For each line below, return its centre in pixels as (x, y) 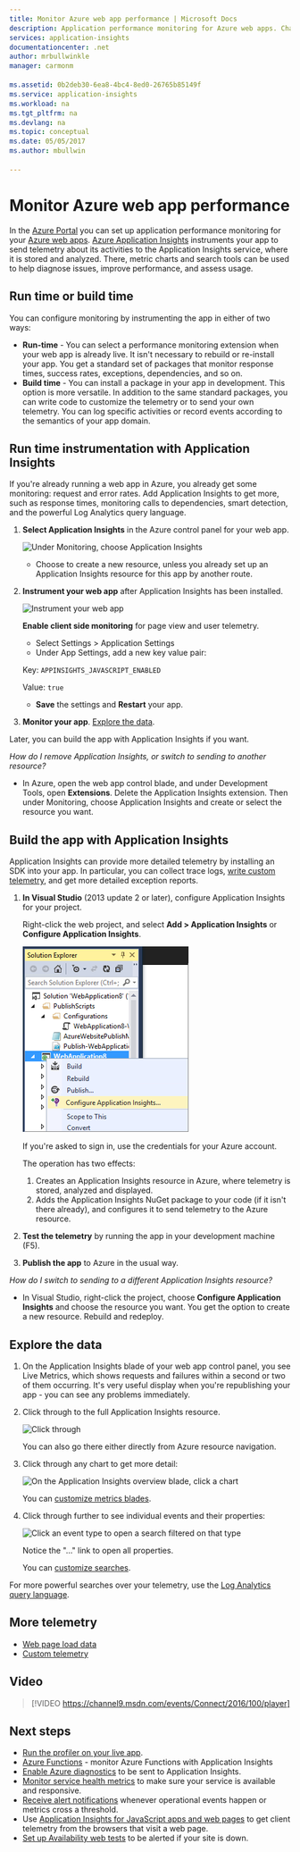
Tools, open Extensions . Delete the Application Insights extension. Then (155, 793)
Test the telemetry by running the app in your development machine (148, 1236)
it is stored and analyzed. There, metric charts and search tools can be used (150, 258)
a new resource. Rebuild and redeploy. (93, 1317)
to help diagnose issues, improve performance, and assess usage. (131, 268)
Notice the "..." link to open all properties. (98, 1550)
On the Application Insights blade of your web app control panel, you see (156, 1366)
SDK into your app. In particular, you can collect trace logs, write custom (142, 871)
